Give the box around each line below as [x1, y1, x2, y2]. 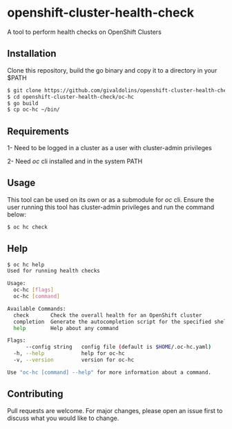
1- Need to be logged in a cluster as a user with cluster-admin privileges [7, 144, 212, 152]
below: [7, 210, 26, 219]
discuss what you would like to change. [7, 414, 119, 422]
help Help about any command [13, 325, 119, 331]
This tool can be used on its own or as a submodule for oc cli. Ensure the [7, 195, 215, 203]
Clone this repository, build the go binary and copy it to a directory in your [7, 66, 217, 74]
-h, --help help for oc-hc [13, 350, 126, 357]
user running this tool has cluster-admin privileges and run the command [7, 203, 215, 211]
